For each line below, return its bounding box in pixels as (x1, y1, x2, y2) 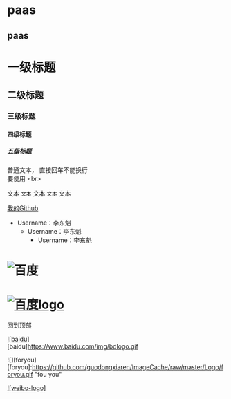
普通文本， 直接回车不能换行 (7, 165, 88, 174)
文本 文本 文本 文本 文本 (7, 189, 71, 197)
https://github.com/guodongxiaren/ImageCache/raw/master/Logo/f (32, 362, 223, 371)
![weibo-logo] (7, 383, 46, 392)
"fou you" (34, 370, 62, 378)
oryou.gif (7, 370, 33, 378)
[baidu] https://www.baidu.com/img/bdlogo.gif (7, 342, 138, 351)
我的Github (7, 203, 39, 212)
